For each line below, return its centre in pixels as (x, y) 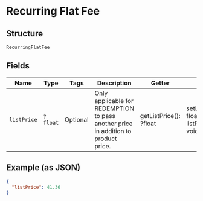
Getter (160, 83)
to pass (105, 116)
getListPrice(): (160, 116)
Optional (76, 119)
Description (114, 83)
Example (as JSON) (43, 168)
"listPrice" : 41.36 (36, 187)
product (106, 139)
